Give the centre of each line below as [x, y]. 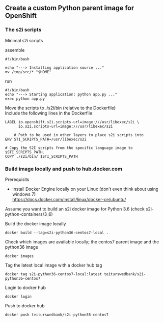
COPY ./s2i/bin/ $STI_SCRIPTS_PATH [41, 156]
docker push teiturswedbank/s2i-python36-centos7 [57, 315]
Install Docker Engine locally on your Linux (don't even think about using [85, 189]
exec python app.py [25, 99]
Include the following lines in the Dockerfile [49, 113]
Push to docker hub [25, 306]
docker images [20, 256]
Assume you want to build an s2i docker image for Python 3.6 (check [75, 209]
